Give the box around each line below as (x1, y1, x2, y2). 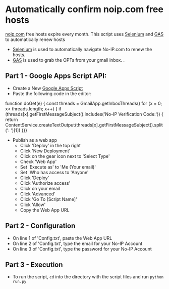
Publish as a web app (12, 137, 57, 143)
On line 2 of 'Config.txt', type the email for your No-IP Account (12, 240, 143, 246)
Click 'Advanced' (20, 191, 55, 197)
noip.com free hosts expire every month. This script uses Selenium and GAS (5, 31, 164, 37)
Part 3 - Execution (5, 260, 63, 269)
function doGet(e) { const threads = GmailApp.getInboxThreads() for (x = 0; (5, 100, 162, 106)
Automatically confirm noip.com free (5, 4, 164, 15)
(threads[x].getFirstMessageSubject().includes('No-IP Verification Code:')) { (5, 111, 164, 117)
